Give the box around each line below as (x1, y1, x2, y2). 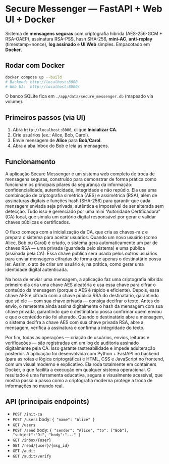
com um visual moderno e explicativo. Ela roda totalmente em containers (5, 361, 156, 367)
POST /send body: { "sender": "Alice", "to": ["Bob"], (12, 427, 129, 433)
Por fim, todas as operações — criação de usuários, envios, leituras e (5, 335, 150, 340)
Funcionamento (5, 157, 56, 166)
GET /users (12, 423, 36, 428)
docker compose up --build (5, 74, 62, 80)
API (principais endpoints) (5, 397, 90, 406)
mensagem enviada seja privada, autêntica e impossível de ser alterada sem (5, 203, 164, 209)
